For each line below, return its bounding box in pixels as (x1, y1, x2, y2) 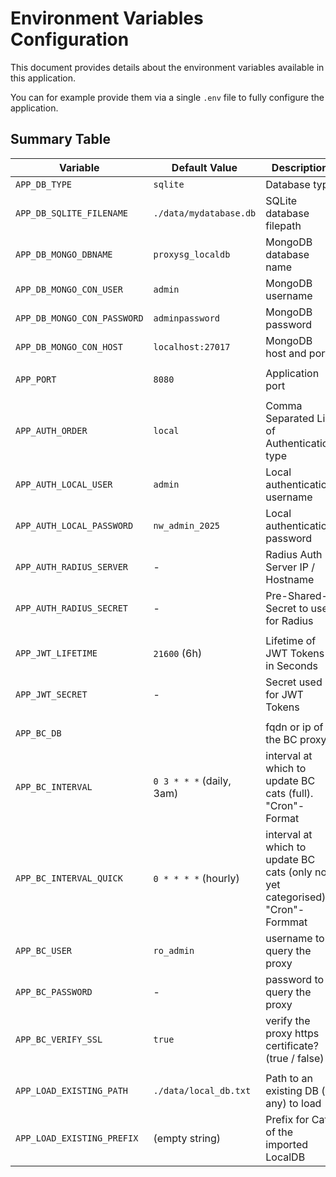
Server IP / (265, 560, 316, 574)
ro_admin (153, 945, 195, 956)
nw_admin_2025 (153, 520, 221, 531)
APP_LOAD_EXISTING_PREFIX (15, 1132, 139, 1144)
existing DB (265, 1083, 320, 1097)
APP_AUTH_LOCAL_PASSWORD (15, 520, 134, 531)
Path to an (265, 1071, 313, 1085)
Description (271, 160, 329, 174)
